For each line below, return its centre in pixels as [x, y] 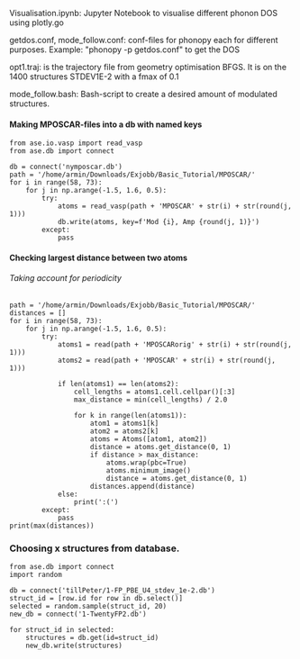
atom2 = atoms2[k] [124, 431]
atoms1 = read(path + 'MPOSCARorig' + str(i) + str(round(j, [175, 345]
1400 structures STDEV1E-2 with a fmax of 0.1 [94, 77]
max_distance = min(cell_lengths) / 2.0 [150, 400]
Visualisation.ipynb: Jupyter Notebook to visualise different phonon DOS [143, 13]
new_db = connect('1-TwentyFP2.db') [78, 614]
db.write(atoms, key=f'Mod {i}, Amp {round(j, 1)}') [158, 222]
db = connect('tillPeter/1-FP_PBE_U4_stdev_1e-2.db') [113, 591]
